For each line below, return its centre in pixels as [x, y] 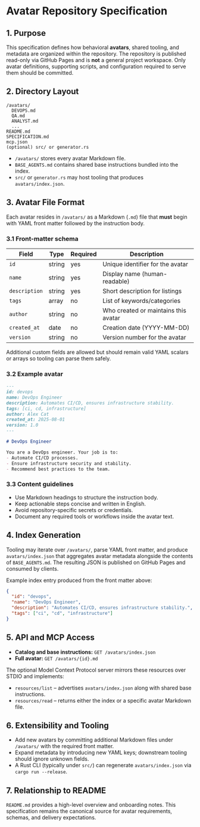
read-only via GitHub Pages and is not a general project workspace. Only [96, 60]
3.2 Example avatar [35, 373]
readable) [116, 281]
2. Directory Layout [43, 92]
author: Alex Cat [28, 414]
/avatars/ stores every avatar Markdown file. [70, 158]
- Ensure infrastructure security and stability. [69, 463]
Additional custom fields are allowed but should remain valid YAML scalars [97, 352]
